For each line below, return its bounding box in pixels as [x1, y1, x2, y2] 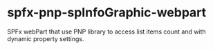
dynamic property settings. [7, 34, 84, 42]
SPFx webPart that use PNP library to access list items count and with [7, 27, 206, 36]
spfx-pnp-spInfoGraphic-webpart [7, 5, 207, 21]
